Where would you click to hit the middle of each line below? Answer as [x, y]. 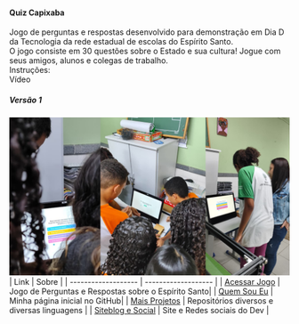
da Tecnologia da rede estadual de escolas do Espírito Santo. [121, 42]
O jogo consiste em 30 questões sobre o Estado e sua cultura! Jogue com [145, 51]
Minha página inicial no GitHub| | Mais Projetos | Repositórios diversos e [141, 300]
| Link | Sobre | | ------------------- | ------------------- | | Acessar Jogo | [145, 281]
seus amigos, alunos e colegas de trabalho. [89, 61]
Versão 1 [26, 100]
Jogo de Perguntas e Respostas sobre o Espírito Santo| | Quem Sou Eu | [141, 291]
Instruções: [30, 70]
